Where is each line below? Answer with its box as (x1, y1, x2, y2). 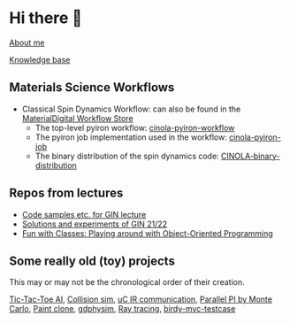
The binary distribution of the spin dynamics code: (34, 150, 219, 161)
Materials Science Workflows (9, 80, 175, 96)
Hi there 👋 (9, 8, 82, 28)
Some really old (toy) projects (9, 253, 175, 268)
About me (9, 37, 45, 48)
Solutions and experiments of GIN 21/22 (21, 219, 168, 229)
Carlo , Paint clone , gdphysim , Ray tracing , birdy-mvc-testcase (9, 304, 236, 314)
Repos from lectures (9, 186, 124, 201)
